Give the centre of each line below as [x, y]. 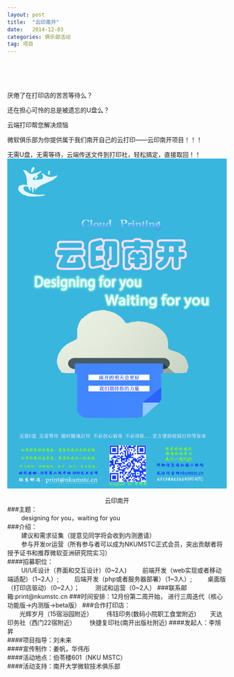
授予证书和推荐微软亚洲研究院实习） [59, 553]
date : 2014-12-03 [36, 29]
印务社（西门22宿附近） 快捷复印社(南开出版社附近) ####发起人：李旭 [114, 622]
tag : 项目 [20, 44]
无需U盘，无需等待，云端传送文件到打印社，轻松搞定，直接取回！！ [104, 155]
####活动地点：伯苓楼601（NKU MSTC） [67, 657]
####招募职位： [30, 561]
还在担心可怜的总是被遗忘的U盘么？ [58, 110]
